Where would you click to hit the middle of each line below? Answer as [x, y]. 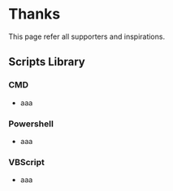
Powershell [31, 124]
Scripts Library [47, 62]
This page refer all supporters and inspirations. [86, 36]
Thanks [35, 14]
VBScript [26, 162]
